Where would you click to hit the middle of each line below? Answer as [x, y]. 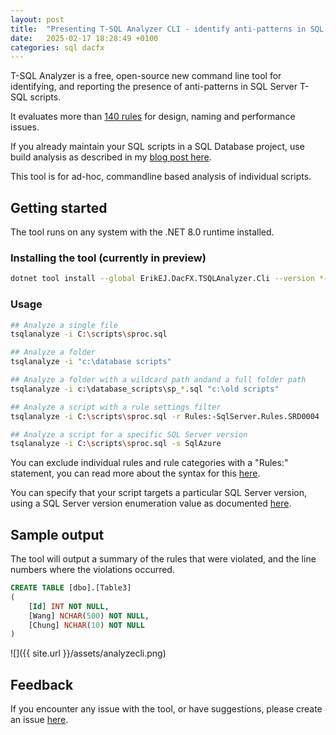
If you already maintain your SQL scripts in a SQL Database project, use [157, 147]
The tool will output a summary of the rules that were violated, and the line [163, 559]
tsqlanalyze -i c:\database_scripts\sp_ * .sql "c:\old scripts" [145, 389]
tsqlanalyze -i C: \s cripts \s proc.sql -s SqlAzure [116, 444]
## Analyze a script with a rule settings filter [116, 407]
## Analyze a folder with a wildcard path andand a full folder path [158, 380]
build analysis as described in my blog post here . [111, 157]
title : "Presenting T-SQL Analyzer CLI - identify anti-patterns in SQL [167, 29]
